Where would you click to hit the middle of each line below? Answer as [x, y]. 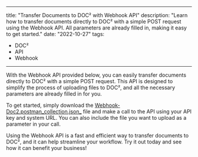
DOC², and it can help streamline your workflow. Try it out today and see [94, 142]
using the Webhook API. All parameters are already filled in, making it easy [97, 28]
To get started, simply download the [50, 105]
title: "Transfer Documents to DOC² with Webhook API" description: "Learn [97, 15]
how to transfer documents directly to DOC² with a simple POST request [94, 22]
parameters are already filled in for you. [54, 94]
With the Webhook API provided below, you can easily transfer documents [96, 75]
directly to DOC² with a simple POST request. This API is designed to [90, 81]
